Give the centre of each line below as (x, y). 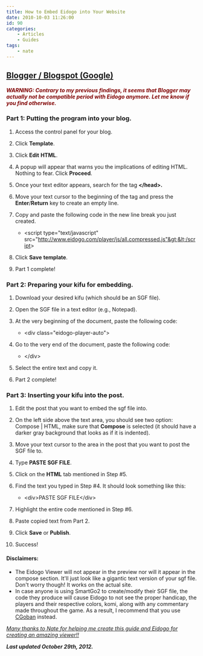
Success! (27, 544)
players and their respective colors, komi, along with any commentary (102, 603)
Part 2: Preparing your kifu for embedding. (70, 284)
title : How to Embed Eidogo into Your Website (66, 12)
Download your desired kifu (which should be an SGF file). (88, 298)
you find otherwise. (31, 103)
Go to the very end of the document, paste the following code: (92, 345)
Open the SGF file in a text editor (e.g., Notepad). (76, 310)
